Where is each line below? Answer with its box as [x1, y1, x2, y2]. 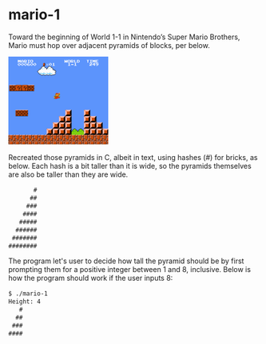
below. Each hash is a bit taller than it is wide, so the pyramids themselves [8, 161, 252, 170]
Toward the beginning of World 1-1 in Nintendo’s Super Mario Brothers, [8, 32, 240, 42]
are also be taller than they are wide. [8, 170, 129, 179]
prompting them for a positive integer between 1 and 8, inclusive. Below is [8, 264, 252, 274]
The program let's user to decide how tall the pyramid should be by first [8, 256, 244, 266]
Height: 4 [8, 298, 42, 306]
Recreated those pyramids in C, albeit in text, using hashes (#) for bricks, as [8, 152, 258, 162]
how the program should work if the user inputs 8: [8, 273, 173, 282]
